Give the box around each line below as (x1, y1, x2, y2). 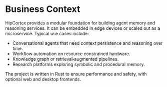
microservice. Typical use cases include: (5, 30, 89, 36)
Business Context (5, 3, 80, 15)
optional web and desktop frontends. (5, 76, 81, 82)
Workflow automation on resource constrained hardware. (12, 51, 130, 57)
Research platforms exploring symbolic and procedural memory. (12, 61, 145, 67)
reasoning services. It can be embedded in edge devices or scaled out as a (5, 25, 160, 31)
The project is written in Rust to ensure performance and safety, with (5, 71, 147, 77)
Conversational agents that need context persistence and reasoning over (12, 40, 163, 46)
